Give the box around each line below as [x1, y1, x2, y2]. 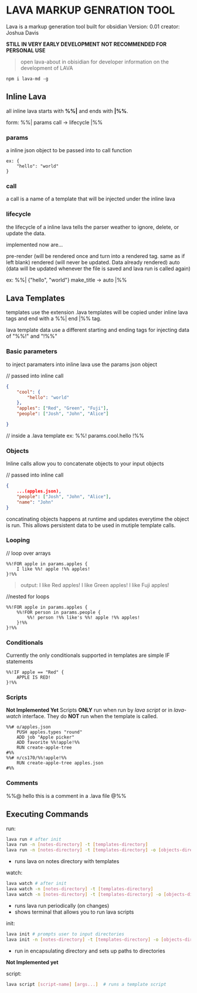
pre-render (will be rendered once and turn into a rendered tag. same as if [6, 252, 185, 259]
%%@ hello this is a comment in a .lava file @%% [6, 792, 127, 799]
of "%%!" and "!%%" [6, 333, 57, 340]
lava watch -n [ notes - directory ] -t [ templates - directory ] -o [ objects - [6, 891, 188, 897]
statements [6, 658, 33, 665]
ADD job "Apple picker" [16, 734, 75, 740]
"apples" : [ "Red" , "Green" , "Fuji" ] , [16, 405, 109, 411]
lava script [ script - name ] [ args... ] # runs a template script [6, 981, 167, 987]
